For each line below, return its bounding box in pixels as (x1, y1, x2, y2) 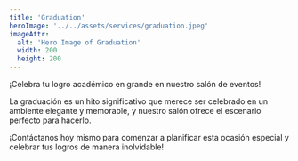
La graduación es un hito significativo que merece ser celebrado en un (9, 96, 269, 107)
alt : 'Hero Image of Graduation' (17, 37, 141, 47)
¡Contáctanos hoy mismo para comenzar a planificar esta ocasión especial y (9, 133, 289, 142)
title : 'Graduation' (9, 12, 86, 22)
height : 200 (17, 54, 62, 63)
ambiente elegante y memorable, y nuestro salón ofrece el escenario (9, 106, 262, 116)
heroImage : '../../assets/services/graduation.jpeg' (9, 21, 209, 30)
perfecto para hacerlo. (9, 115, 92, 125)
